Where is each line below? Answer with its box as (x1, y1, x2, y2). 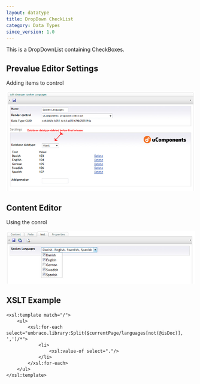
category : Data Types (6, 22, 60, 28)
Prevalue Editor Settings (6, 63, 99, 73)
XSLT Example (6, 295, 61, 306)
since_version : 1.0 (6, 29, 55, 35)
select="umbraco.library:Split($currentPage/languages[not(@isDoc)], (6, 330, 184, 336)
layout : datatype (6, 10, 50, 16)
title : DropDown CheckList (6, 16, 74, 22)
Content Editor (6, 203, 62, 213)
